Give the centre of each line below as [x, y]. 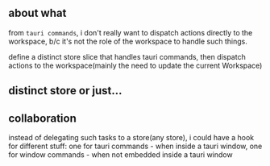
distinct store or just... [65, 91]
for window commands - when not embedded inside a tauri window [120, 155]
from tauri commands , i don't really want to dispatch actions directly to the [131, 32]
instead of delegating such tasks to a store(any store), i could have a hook [131, 138]
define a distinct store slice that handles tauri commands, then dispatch [127, 56]
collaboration [42, 118]
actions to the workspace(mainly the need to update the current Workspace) [135, 65]
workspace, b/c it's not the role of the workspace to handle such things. [128, 41]
